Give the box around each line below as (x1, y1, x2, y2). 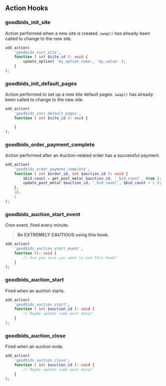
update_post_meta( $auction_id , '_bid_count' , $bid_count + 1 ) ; (23, 180, 162, 186)
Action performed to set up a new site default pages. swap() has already (5, 92, 154, 98)
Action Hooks (5, 4, 48, 12)
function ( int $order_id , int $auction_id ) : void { (14, 171, 128, 176)
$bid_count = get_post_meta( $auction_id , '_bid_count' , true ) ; (23, 176, 162, 181)
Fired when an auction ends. (5, 344, 64, 350)
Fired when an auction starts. (5, 287, 65, 293)
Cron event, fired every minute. (5, 222, 69, 228)
